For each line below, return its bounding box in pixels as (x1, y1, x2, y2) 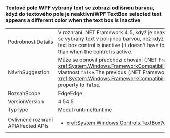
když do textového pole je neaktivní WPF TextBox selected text (5, 10, 162, 17)
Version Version (8, 98, 44, 105)
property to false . (58, 81, 101, 88)
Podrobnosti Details (8, 38, 53, 45)
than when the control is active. (58, 48, 133, 55)
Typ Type (8, 106, 29, 113)
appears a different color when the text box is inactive (5, 17, 141, 24)
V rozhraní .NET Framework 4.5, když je (58, 29, 153, 36)
